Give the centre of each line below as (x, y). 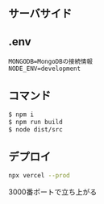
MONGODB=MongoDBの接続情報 (50, 62)
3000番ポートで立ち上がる (53, 192)
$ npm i (21, 114)
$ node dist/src (35, 129)
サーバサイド (40, 14)
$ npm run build (35, 122)
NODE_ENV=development (45, 69)
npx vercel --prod (39, 176)
